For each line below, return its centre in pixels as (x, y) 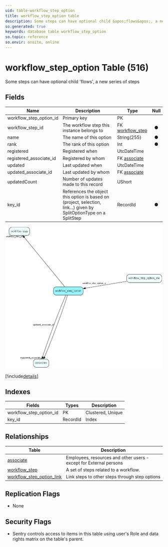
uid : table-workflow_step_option (40, 11)
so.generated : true (25, 27)
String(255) (129, 137)
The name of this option (87, 137)
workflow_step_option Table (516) (77, 68)
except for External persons (94, 463)
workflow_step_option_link (34, 477)
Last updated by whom (86, 172)
